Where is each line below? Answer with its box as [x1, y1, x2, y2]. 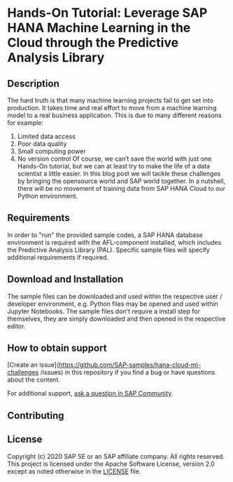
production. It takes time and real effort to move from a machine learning [7, 104, 217, 112]
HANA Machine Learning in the [7, 20, 191, 36]
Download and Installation [7, 274, 124, 286]
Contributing [7, 409, 64, 422]
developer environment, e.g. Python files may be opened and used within [7, 300, 218, 308]
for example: [7, 119, 44, 127]
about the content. [7, 375, 61, 384]
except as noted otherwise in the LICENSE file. [7, 467, 141, 475]
